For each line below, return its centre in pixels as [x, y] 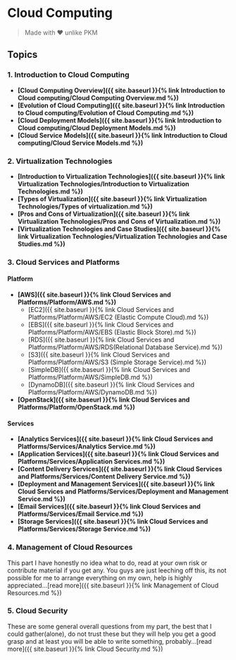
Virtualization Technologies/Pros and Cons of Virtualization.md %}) [119, 221]
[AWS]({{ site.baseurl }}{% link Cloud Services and [94, 295]
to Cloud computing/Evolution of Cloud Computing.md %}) [106, 113]
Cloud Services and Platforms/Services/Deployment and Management [123, 491]
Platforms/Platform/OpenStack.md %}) [76, 407]
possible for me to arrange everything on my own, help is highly [100, 577]
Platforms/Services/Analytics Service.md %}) [87, 447]
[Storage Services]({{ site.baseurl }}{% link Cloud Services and [113, 522]
